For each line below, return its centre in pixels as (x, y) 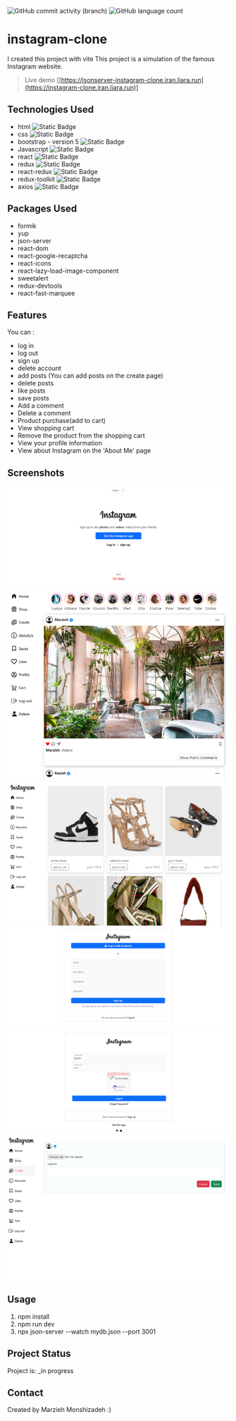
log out (28, 353)
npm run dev (36, 1324)
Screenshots (36, 473)
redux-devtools (40, 285)
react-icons (34, 263)
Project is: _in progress (41, 1370)
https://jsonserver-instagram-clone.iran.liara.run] (132, 80)
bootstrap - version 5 (48, 142)
